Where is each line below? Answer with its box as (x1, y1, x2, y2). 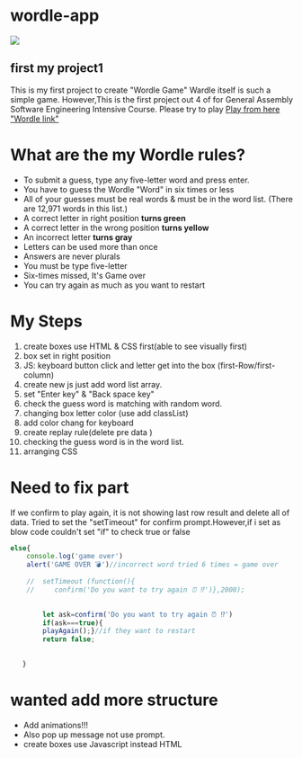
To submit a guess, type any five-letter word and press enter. (22, 174, 250, 185)
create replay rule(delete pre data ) (22, 426, 153, 437)
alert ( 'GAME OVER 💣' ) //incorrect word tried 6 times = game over (26, 560, 279, 569)
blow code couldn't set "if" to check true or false (10, 526, 191, 537)
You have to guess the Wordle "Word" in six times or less (22, 183, 235, 194)
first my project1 (10, 60, 104, 76)
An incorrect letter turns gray (22, 231, 133, 243)
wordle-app (10, 5, 100, 26)
